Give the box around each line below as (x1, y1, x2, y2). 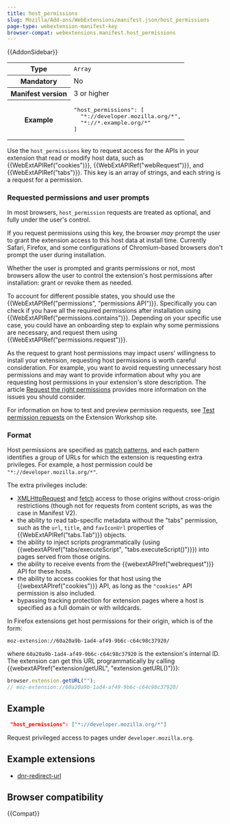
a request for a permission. (7, 176, 84, 184)
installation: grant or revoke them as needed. (7, 279, 133, 287)
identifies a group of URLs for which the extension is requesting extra (7, 454, 203, 462)
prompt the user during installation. (7, 251, 106, 259)
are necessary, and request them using (7, 329, 118, 337)
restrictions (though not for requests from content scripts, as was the (16, 502, 212, 510)
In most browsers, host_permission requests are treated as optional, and (7, 209, 211, 217)
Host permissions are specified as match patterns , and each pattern (7, 446, 199, 454)
